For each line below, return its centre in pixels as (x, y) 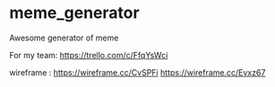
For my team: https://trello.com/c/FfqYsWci (89, 55)
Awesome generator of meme (64, 38)
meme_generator (75, 13)
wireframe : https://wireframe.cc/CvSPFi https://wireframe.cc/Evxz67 (137, 72)
